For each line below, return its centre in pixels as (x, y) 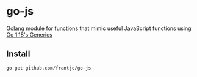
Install (18, 54)
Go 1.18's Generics (30, 34)
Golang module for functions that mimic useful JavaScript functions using (99, 28)
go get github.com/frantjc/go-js (49, 68)
